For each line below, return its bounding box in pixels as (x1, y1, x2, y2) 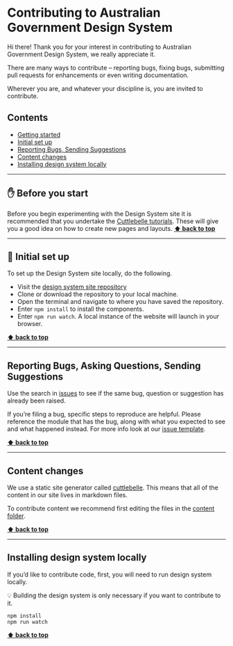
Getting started (17, 130, 61, 138)
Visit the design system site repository (17, 283, 127, 291)
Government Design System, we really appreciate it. (7, 50, 156, 58)
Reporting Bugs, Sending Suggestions (17, 145, 126, 154)
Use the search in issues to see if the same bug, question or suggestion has (7, 389, 224, 398)
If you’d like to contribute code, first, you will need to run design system (7, 570, 212, 579)
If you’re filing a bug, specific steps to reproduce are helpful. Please (7, 410, 201, 419)
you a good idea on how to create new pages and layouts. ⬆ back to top (7, 224, 216, 232)
